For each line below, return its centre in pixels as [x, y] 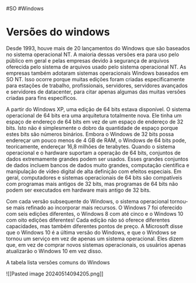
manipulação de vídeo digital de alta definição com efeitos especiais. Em [94, 171]
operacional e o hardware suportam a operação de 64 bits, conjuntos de [93, 153]
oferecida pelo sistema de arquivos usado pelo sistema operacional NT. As [96, 67]
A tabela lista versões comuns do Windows [58, 262]
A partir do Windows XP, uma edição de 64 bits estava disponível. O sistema [98, 109]
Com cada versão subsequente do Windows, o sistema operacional [87, 201]
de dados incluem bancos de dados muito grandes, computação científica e [98, 165]
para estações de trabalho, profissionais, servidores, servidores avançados [97, 85]
